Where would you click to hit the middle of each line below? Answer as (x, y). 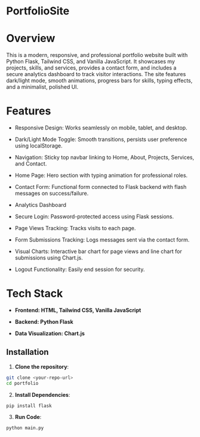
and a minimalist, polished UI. (42, 87)
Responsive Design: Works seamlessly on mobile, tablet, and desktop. (101, 128)
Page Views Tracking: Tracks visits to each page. (75, 228)
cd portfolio (22, 383)
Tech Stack (35, 293)
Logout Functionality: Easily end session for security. (80, 269)
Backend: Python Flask (44, 322)
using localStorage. (39, 146)
